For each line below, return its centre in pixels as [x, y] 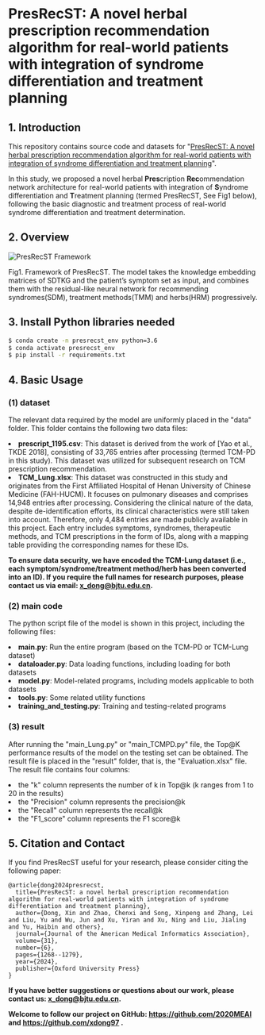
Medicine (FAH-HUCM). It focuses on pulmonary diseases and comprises [128, 494]
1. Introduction [44, 127]
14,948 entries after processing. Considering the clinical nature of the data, [131, 502]
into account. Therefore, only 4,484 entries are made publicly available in [128, 519]
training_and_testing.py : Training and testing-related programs [123, 706]
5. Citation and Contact [67, 843]
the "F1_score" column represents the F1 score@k [100, 818]
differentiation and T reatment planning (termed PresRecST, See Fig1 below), [133, 196]
